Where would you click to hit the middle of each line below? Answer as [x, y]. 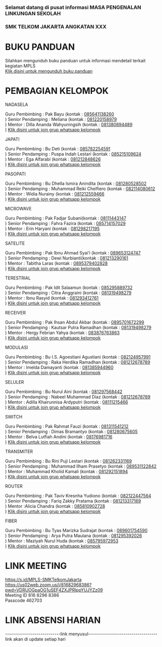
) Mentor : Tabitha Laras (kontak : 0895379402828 [56, 263]
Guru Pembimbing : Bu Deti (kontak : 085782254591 [58, 148]
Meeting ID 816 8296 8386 [32, 595]
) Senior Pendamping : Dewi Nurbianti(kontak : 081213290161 [67, 258]
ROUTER [14, 486]
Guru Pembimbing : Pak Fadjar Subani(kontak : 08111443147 [66, 218]
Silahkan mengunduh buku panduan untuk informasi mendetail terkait [75, 60]
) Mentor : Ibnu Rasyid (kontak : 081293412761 [52, 298]
